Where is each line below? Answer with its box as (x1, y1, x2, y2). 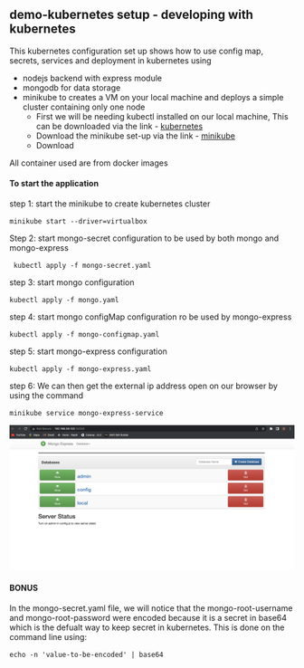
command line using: (9, 631, 88, 642)
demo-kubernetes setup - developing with (9, 7, 253, 23)
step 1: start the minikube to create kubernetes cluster (9, 198, 211, 209)
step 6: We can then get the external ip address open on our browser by (9, 380, 279, 392)
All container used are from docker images (9, 157, 169, 168)
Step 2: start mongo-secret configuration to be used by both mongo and (9, 233, 280, 243)
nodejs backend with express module (22, 72, 163, 83)
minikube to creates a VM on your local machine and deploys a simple (22, 91, 284, 102)
